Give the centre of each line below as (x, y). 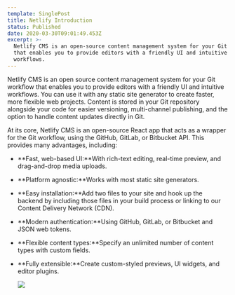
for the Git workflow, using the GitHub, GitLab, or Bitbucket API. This (106, 137)
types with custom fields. (54, 250)
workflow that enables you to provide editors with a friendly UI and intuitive (116, 87)
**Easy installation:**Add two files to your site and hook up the (110, 193)
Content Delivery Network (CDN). (66, 208)
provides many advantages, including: (62, 145)
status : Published (34, 27)
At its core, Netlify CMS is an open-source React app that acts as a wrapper (117, 130)
